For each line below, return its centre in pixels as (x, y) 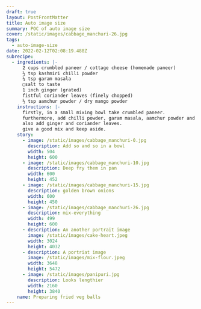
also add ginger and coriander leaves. (72, 124)
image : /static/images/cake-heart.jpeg (78, 235)
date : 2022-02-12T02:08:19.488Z (47, 51)
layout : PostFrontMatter (37, 17)
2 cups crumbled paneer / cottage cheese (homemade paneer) (99, 68)
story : (25, 135)
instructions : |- (39, 107)
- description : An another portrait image (76, 230)
